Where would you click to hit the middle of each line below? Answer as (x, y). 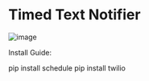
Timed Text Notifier (74, 15)
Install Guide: (30, 52)
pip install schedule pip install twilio (67, 68)
